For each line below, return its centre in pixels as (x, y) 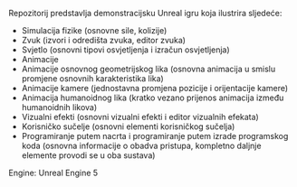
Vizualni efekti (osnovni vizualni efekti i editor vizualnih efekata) (140, 117)
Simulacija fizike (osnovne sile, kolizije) (94, 30)
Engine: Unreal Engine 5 (53, 173)
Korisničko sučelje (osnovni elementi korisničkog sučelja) (128, 126)
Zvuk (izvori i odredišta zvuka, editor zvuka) (104, 40)
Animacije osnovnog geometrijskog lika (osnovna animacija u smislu (148, 69)
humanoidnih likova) (59, 107)
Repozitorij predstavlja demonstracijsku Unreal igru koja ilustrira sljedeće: (145, 13)
